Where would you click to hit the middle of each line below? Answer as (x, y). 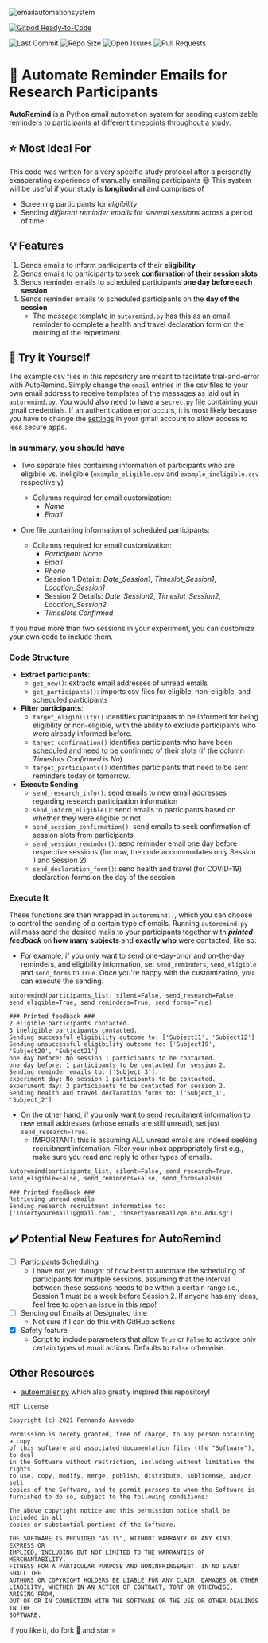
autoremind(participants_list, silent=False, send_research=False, (123, 996)
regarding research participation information (105, 801)
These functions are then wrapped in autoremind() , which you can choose (131, 915)
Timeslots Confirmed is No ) (77, 758)
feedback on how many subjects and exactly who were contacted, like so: (133, 940)
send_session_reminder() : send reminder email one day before (135, 843)
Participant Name (73, 553)
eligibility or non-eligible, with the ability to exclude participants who (144, 725)
